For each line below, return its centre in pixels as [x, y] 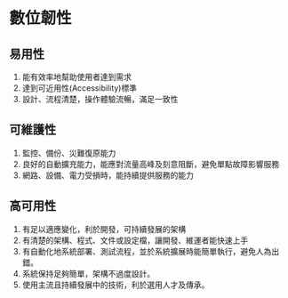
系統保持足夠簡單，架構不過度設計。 [88, 273]
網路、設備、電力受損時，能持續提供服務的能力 [108, 175]
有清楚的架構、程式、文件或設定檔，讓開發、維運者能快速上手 [135, 240]
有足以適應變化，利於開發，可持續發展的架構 [104, 229]
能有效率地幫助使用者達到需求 [76, 77]
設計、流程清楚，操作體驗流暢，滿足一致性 [100, 99]
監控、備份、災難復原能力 [69, 153]
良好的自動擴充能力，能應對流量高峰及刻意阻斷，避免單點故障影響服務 [151, 164]
